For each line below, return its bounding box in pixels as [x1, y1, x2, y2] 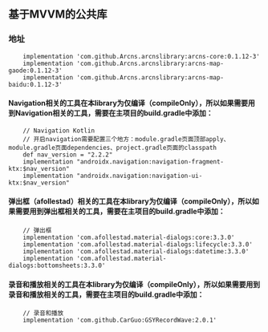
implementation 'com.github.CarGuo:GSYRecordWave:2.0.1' [22, 316, 217, 325]
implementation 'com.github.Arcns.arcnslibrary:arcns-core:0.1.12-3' [22, 52, 261, 60]
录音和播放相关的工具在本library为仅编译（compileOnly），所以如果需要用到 [8, 279, 261, 289]
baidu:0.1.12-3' [8, 80, 63, 88]
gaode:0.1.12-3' [8, 67, 63, 75]
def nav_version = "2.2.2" [22, 151, 113, 159]
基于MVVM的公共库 [8, 7, 108, 22]
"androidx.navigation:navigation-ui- [76, 172, 203, 180]
